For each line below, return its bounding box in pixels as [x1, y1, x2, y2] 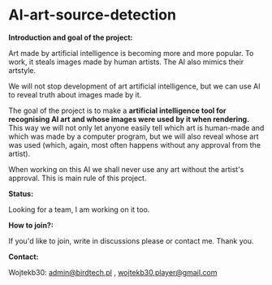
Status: [8, 188, 34, 198]
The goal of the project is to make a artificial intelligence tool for [8, 106, 227, 115]
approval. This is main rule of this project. [8, 173, 147, 183]
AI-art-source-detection [8, 6, 177, 24]
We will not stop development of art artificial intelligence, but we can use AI [8, 81, 261, 91]
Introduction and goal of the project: [8, 32, 133, 42]
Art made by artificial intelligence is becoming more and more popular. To [8, 48, 254, 58]
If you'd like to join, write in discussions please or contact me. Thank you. [8, 235, 254, 245]
